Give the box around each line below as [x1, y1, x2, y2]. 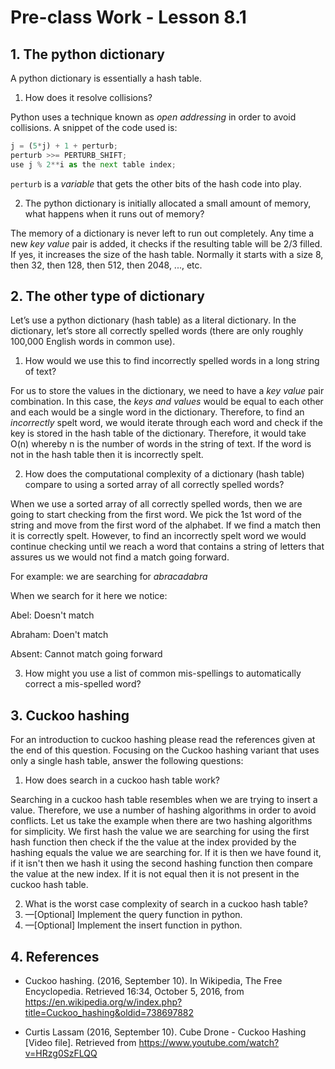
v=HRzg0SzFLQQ [24, 1047, 98, 1060]
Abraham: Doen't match [10, 629, 109, 641]
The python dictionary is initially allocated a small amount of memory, [24, 197, 312, 209]
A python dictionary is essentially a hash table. [10, 72, 202, 84]
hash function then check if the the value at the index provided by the [10, 836, 297, 848]
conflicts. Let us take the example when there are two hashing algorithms [10, 815, 313, 827]
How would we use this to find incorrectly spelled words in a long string [24, 355, 320, 367]
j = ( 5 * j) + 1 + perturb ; [10, 141, 118, 151]
